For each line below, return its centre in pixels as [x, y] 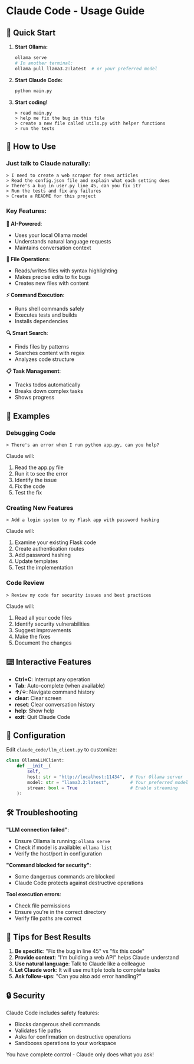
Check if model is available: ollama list [63, 847]
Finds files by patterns [42, 347]
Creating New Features [40, 508]
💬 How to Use [31, 146]
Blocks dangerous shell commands [57, 1024]
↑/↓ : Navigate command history [55, 692]
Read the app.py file [39, 467]
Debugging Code [31, 432]
